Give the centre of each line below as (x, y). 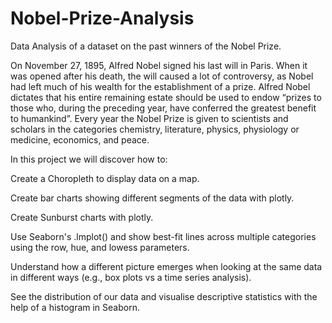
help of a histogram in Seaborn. (75, 307)
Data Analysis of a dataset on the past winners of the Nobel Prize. (146, 46)
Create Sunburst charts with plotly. (82, 217)
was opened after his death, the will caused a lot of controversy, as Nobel (162, 76)
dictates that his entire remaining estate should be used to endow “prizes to (166, 97)
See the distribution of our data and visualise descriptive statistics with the (164, 296)
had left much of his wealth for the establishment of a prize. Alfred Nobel (160, 86)
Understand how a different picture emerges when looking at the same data (166, 266)
